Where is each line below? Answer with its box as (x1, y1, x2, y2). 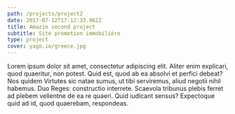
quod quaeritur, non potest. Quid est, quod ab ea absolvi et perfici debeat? (7, 69, 223, 78)
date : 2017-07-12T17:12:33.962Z (7, 17, 102, 24)
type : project (7, 36, 49, 43)
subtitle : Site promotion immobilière (7, 29, 121, 37)
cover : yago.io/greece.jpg (7, 43, 86, 50)
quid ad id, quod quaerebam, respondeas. (7, 99, 128, 107)
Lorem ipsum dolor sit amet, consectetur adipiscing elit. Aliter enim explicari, (7, 62, 229, 70)
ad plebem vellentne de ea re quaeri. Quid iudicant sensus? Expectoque (7, 92, 215, 100)
